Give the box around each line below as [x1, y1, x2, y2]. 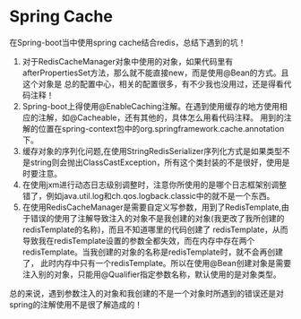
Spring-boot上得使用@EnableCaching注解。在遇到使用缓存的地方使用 [21, 100, 280, 111]
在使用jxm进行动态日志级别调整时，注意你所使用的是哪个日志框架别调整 [21, 179, 288, 190]
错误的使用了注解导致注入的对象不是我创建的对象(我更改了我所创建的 [30, 212, 285, 223]
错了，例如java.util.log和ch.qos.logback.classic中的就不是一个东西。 [21, 190, 275, 201]
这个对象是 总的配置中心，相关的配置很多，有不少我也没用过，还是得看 [21, 78, 284, 89]
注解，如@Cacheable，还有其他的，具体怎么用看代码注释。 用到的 [38, 112, 284, 123]
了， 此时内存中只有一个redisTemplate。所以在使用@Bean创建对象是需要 [21, 257, 292, 268]
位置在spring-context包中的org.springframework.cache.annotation [38, 123, 285, 134]
